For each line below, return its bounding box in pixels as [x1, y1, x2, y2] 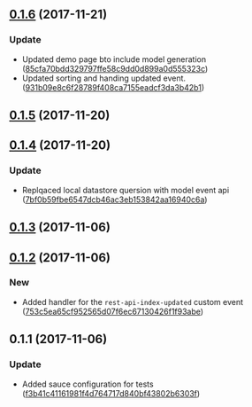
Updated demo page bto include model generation [21, 53, 206, 65]
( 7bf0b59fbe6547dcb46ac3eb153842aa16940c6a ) [21, 194, 208, 205]
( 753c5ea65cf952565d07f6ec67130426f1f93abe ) [21, 306, 204, 317]
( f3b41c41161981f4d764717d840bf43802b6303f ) [21, 387, 201, 398]
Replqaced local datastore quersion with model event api [21, 184, 230, 195]
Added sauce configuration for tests [21, 379, 154, 389]
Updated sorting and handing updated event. [21, 73, 187, 83]
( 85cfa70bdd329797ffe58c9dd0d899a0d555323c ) [21, 63, 209, 74]
